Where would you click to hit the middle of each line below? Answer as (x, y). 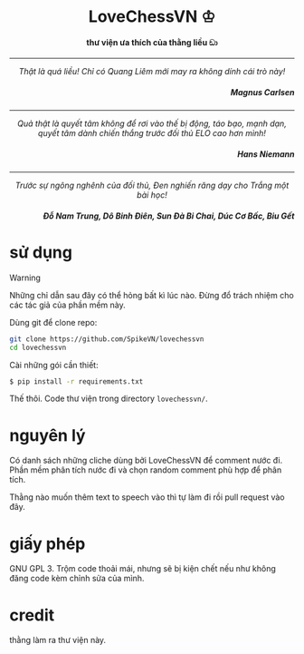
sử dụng (41, 253)
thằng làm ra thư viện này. (58, 640)
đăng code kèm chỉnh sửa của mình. (77, 579)
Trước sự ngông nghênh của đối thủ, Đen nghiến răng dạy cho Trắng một (152, 185)
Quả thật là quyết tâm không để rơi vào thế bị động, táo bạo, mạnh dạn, (152, 123)
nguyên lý (47, 435)
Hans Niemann (266, 154)
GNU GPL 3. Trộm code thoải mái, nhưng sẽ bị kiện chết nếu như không (142, 569)
